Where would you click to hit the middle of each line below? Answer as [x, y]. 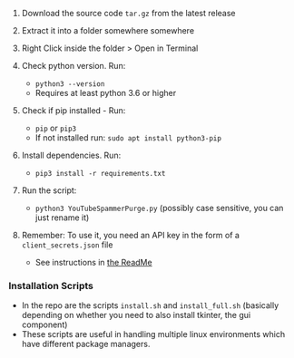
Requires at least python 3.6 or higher [106, 93]
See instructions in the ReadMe [93, 262]
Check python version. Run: [73, 66]
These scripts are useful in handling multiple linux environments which [153, 334]
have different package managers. [86, 344]
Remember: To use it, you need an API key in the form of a [130, 235]
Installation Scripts [51, 285]
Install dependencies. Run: [71, 155]
